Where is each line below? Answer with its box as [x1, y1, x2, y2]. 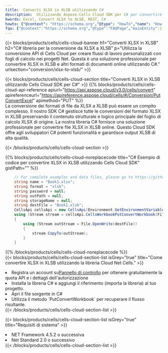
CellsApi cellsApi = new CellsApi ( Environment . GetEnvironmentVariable [14, 207, 164, 212]
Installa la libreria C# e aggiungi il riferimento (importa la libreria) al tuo [11, 280, 156, 286]
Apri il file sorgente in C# [11, 291, 62, 297]
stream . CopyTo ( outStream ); [31, 230, 88, 236]
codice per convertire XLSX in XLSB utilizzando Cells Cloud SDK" [5, 160, 140, 166]
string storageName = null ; [14, 198, 72, 203]
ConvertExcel [5, 97, 33, 103]
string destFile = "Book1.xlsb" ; [14, 203, 84, 208]
